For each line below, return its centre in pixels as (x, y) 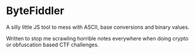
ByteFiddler (35, 11)
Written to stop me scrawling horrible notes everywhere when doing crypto (97, 38)
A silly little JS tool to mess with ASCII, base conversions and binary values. (98, 27)
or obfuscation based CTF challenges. (52, 45)
